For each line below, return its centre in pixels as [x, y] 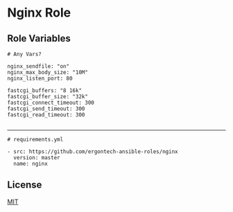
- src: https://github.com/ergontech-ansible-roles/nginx [93, 152]
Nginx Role [39, 13]
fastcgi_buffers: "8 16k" [44, 91]
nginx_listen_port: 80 [40, 78]
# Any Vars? [24, 54]
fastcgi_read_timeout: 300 [46, 115]
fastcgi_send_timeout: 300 [46, 109]
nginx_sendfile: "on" [38, 67]
